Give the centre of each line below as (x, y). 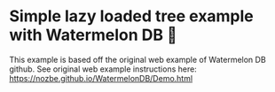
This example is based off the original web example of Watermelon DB (137, 59)
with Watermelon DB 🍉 (93, 35)
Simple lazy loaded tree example (132, 16)
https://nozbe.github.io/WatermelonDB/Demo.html (101, 78)
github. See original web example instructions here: (103, 69)
